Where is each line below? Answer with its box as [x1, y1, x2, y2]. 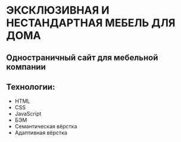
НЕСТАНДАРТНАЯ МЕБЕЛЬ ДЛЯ [6, 16, 176, 30]
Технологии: [6, 81, 55, 92]
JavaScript [14, 111, 42, 118]
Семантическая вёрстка [14, 123, 77, 130]
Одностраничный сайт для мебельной [6, 52, 158, 62]
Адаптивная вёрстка [14, 129, 67, 137]
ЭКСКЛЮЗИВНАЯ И [6, 4, 110, 17]
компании [6, 62, 46, 72]
